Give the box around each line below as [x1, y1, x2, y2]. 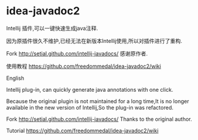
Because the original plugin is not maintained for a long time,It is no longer [6, 97, 190, 105]
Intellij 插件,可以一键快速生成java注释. [6, 24, 98, 32]
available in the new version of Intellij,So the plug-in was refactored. [6, 104, 173, 111]
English [6, 74, 25, 82]
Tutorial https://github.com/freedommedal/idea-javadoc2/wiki [6, 127, 159, 134]
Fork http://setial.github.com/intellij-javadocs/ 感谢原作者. [6, 49, 148, 57]
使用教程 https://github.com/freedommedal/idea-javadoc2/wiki [6, 63, 162, 70]
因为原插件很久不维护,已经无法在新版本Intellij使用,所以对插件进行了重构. [6, 37, 182, 44]
